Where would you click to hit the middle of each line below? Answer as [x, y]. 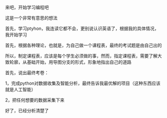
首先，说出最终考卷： [27, 73]
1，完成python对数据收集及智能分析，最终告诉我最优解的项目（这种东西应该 [83, 83]
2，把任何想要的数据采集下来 [35, 100]
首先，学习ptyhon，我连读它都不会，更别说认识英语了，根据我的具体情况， [82, 28]
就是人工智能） [20, 89]
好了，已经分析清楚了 [27, 111]
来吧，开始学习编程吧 [27, 7]
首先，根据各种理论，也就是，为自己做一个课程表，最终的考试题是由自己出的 [83, 45]
